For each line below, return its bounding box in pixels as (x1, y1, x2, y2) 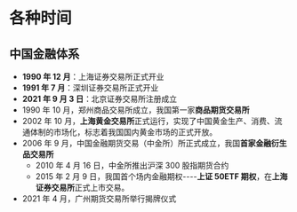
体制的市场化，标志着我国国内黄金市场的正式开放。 (29, 127, 218, 137)
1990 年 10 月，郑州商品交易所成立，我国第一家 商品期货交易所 (21, 105, 251, 115)
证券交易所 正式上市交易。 (35, 183, 130, 192)
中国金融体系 (9, 46, 80, 61)
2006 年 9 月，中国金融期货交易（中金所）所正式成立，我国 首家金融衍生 (21, 138, 287, 148)
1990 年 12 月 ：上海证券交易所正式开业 (21, 72, 165, 82)
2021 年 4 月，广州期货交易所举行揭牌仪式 (21, 193, 177, 204)
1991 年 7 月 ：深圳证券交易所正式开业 (21, 82, 159, 93)
